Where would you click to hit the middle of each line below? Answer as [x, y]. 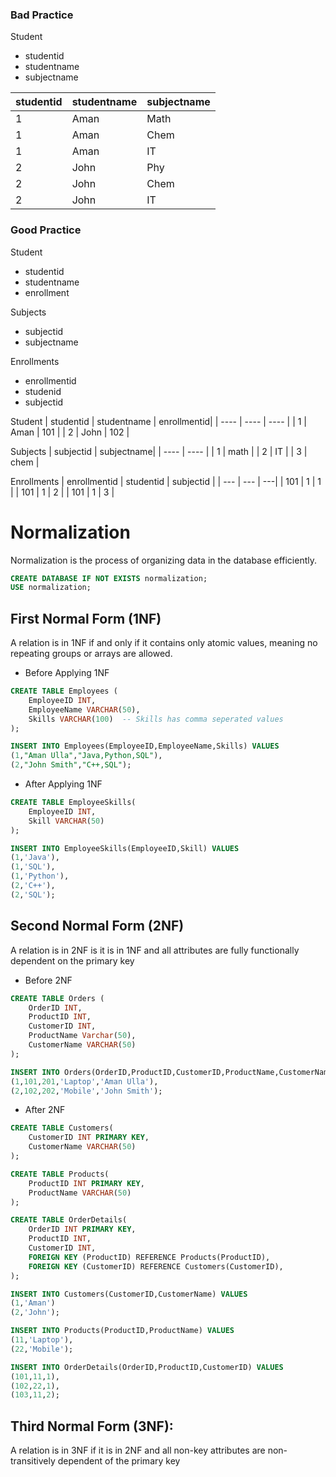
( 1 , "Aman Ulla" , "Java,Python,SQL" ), [86, 756]
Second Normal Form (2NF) [97, 926]
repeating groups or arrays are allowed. [91, 654]
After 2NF [45, 1110]
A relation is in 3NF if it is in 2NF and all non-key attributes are [138, 1450]
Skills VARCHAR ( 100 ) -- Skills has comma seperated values [156, 719]
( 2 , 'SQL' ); [33, 894]
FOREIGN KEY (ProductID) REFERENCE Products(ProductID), [149, 1257]
